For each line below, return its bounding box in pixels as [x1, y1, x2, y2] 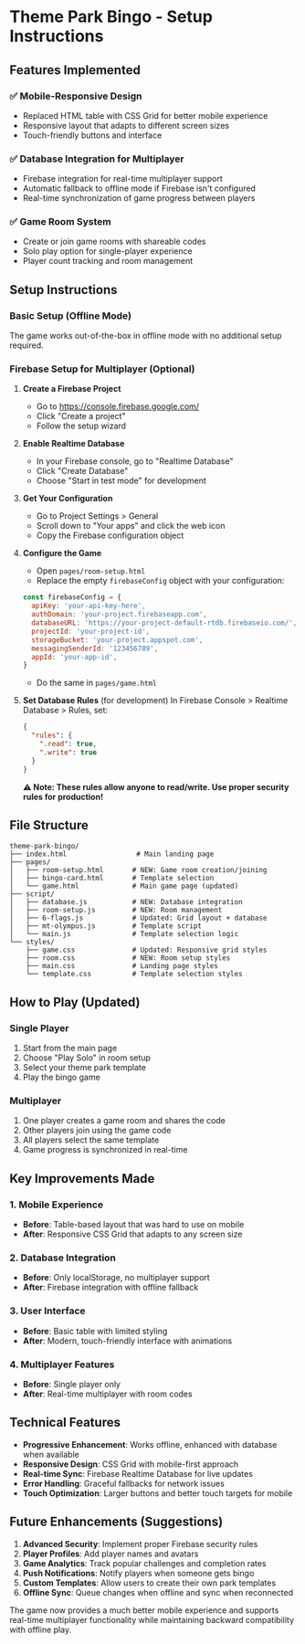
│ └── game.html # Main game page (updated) [9, 881, 239, 891]
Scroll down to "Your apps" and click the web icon [36, 521, 226, 532]
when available [22, 1449, 79, 1460]
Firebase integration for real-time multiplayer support [22, 174, 223, 184]
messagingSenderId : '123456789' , [31, 644, 159, 653]
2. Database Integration [9, 1251, 117, 1264]
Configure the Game [22, 548, 102, 559]
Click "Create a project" [36, 411, 126, 422]
